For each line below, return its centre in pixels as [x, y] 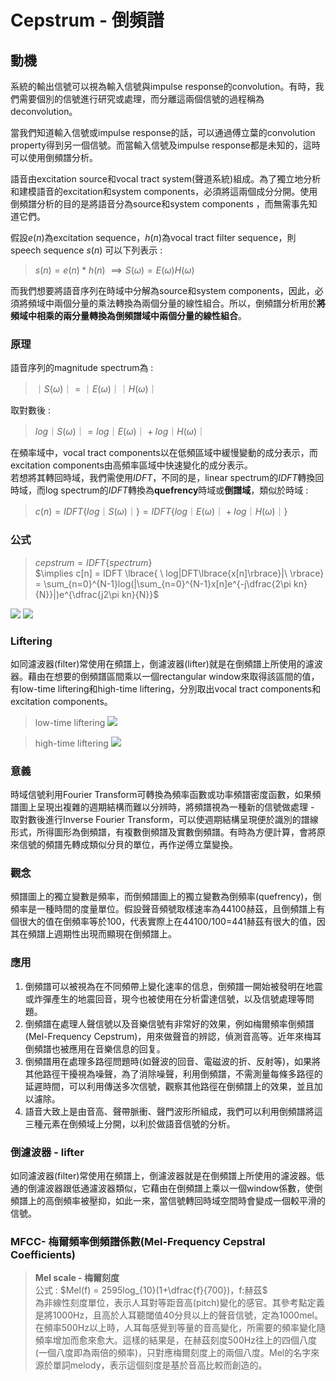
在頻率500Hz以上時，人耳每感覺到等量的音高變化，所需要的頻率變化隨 [180, 1328]
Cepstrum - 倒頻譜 [87, 20]
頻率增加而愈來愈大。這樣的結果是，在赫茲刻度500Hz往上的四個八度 [175, 1340]
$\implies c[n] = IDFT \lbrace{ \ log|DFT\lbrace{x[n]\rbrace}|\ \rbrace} [179, 573]
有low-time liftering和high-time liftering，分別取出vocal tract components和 [166, 688]
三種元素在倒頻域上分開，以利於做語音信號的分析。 [130, 1123]
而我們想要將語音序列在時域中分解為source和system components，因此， [162, 290]
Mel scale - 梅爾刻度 [77, 1278]
